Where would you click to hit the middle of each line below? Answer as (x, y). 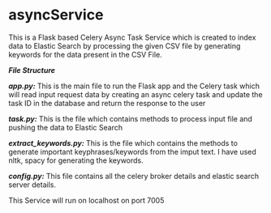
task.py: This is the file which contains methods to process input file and (131, 118)
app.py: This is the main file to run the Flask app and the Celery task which (134, 86)
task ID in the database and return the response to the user (107, 103)
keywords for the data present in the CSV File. (85, 54)
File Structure (32, 70)
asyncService (56, 15)
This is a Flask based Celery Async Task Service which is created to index (132, 37)
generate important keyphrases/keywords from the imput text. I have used (133, 151)
